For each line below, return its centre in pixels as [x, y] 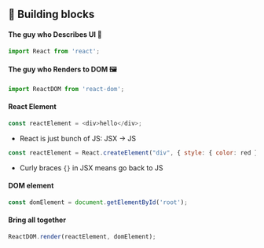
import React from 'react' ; [54, 51]
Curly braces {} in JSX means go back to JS [91, 168]
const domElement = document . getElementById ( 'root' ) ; [98, 202]
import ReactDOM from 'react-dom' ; [66, 89]
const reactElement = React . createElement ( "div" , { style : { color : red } [133, 153]
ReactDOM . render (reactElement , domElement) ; [82, 236]
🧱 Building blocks [51, 15]
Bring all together [37, 220]
